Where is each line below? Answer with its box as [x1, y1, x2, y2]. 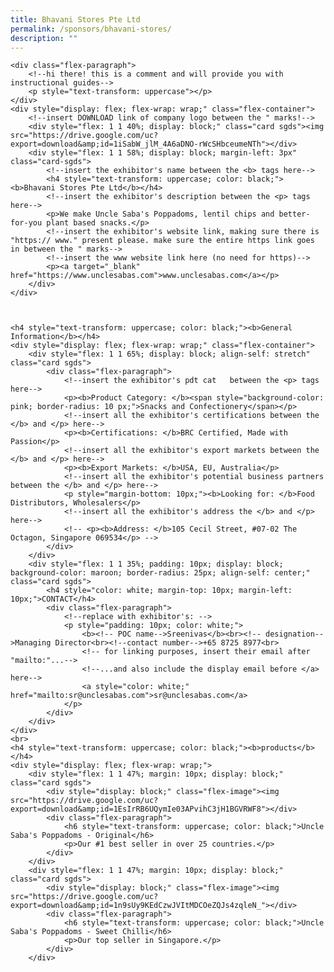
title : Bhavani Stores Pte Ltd [10, 14, 141, 25]
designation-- [265, 629, 325, 640]
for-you [10, 218, 43, 228]
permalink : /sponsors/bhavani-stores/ [10, 24, 172, 34]
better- [278, 209, 311, 220]
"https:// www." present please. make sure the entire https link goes [10, 236, 315, 246]
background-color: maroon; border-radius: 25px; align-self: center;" [10, 568, 311, 578]
